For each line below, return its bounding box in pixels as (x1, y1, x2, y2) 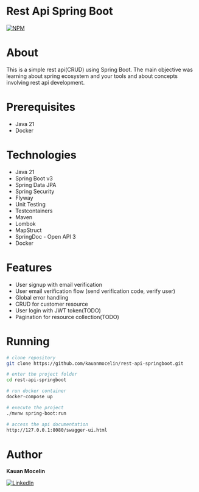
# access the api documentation (6, 421, 88, 427)
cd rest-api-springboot (6, 377, 67, 383)
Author (6, 448, 43, 461)
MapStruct (15, 227, 42, 234)
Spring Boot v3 (15, 175, 53, 182)
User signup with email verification (15, 281, 102, 288)
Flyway (15, 194, 33, 202)
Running (6, 334, 50, 348)
